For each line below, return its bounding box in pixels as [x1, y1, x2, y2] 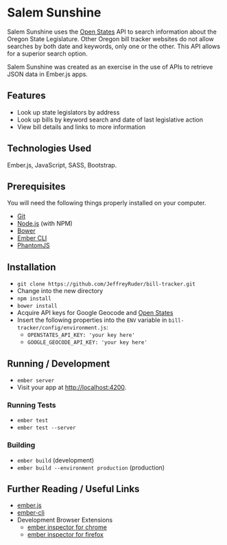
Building [7, 441, 36, 450]
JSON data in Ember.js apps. [7, 70, 88, 78]
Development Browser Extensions [16, 516, 113, 524]
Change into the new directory [16, 287, 104, 295]
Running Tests [7, 400, 56, 410]
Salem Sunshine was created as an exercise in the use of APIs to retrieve [7, 62, 213, 71]
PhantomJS [16, 242, 50, 250]
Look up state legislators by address [16, 108, 120, 116]
